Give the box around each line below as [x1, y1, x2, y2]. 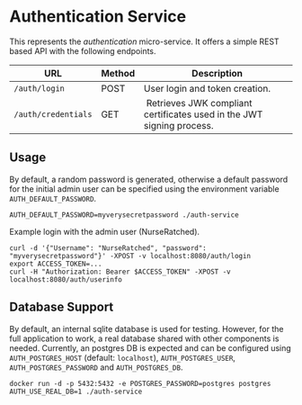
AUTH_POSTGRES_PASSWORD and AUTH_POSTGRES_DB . [9, 362, 183, 373]
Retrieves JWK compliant [146, 96, 253, 109]
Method [101, 67, 136, 79]
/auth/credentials [13, 109, 93, 119]
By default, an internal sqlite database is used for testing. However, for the [9, 323, 284, 334]
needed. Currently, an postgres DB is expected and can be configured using [9, 342, 292, 353]
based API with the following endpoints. [9, 45, 156, 56]
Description [191, 67, 244, 79]
